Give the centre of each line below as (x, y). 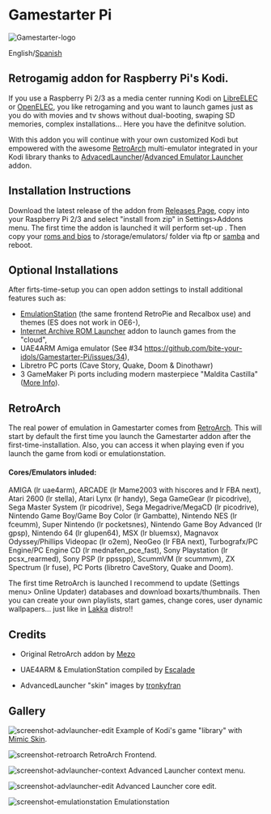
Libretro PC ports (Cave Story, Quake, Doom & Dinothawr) (116, 365)
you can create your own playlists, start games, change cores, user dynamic (135, 600)
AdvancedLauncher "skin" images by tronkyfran (100, 685)
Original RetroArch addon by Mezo (78, 654)
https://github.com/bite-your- (193, 348)
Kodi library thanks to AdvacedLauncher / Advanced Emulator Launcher (126, 156)
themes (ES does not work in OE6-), (80, 322)
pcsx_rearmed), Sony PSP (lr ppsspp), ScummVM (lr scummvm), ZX (122, 559)
